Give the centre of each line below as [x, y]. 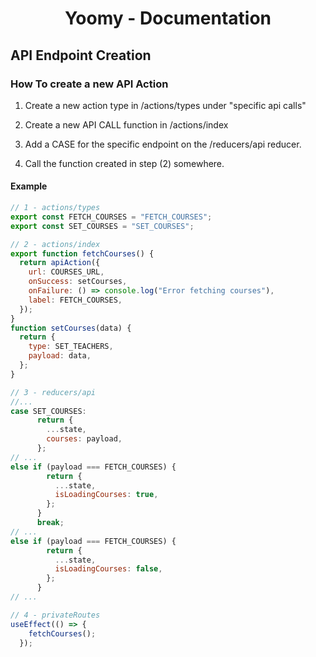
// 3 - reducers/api [53, 392]
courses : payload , [84, 439]
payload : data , [60, 356]
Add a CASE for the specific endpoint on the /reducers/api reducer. [163, 144]
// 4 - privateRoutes [55, 615]
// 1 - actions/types [55, 208]
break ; [50, 523]
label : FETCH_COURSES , [75, 300]
